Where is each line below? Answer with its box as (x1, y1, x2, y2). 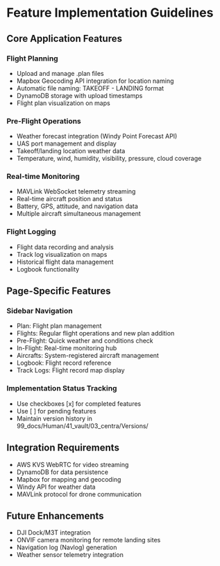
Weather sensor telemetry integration (16, 551, 124, 559)
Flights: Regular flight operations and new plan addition (16, 329, 175, 338)
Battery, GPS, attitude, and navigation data (16, 202, 138, 210)
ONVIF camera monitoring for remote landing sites (16, 536, 161, 544)
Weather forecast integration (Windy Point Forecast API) (16, 132, 178, 141)
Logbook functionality (16, 265, 80, 273)
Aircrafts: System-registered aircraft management (16, 352, 159, 360)
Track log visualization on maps (16, 250, 108, 258)
